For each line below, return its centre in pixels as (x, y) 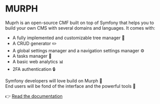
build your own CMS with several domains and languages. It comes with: (80, 28)
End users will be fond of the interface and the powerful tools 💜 (71, 86)
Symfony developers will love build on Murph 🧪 (54, 80)
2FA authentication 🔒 (34, 69)
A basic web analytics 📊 (38, 61)
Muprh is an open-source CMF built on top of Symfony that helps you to (80, 23)
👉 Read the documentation (34, 96)
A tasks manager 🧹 (32, 56)
